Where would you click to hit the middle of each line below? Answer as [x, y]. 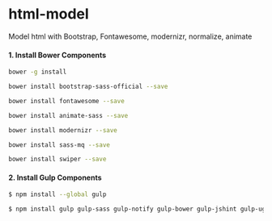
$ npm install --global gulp [57, 194]
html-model [49, 14]
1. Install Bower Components [57, 55]
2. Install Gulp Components [55, 177]
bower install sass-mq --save [59, 145]
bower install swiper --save [57, 159]
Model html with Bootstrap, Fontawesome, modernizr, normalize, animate [130, 36]
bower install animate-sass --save [68, 115]
